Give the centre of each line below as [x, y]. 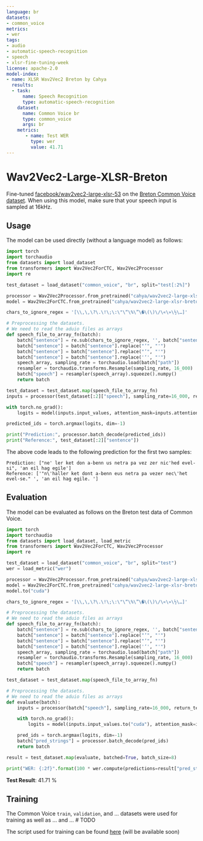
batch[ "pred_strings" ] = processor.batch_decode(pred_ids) [93, 741]
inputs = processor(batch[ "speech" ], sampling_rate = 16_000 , [94, 708]
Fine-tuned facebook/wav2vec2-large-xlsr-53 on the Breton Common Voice [101, 194]
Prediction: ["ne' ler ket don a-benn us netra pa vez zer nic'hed [93, 463]
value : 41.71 [47, 147]
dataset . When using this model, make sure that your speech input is [92, 200]
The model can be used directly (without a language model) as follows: [95, 241]
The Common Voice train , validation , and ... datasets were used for [92, 814]
